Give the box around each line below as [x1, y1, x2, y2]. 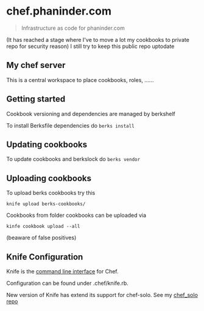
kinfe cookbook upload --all [6, 224, 80, 230]
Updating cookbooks [6, 139, 87, 149]
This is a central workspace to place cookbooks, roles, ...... [6, 76, 154, 83]
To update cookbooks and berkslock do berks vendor [6, 155, 141, 163]
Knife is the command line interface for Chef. [6, 268, 119, 275]
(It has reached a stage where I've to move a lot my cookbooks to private [6, 36, 190, 43]
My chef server [6, 60, 66, 70]
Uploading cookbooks [6, 173, 92, 183]
